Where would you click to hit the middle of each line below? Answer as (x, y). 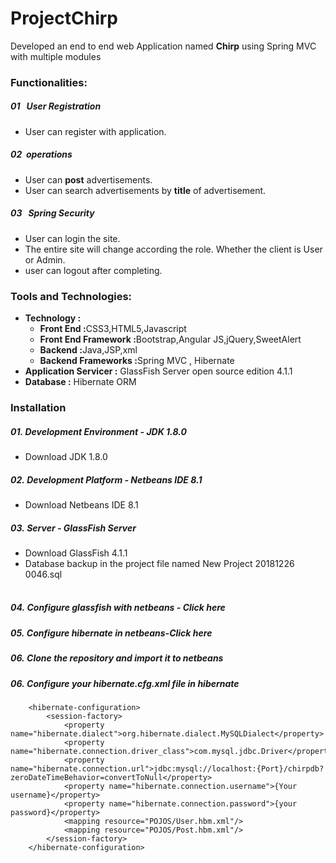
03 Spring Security (52, 213)
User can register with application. (95, 131)
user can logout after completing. (93, 270)
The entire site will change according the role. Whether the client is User (173, 249)
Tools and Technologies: (71, 296)
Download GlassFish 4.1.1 (76, 553)
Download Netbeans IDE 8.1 (81, 504)
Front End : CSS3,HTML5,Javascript (113, 329)
